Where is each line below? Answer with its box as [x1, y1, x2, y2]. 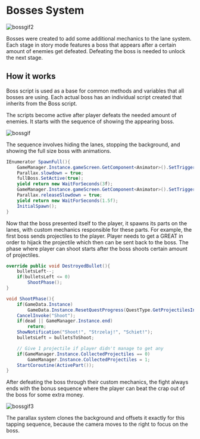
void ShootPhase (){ [6, 296, 55, 302]
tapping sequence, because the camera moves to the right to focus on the [6, 420, 189, 428]
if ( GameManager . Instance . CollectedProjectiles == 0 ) [17, 351, 151, 357]
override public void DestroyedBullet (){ [6, 263, 111, 269]
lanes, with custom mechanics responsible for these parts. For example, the [6, 226, 192, 233]
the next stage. [6, 54, 43, 61]
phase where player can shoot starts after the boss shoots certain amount [6, 245, 187, 252]
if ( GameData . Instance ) [17, 301, 73, 308]
